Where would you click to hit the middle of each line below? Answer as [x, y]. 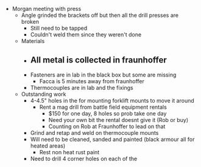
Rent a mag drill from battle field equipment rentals [103, 107]
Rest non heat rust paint [69, 152]
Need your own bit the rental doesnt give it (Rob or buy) [118, 120]
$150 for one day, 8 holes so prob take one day [108, 113]
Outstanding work [44, 94]
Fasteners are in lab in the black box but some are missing [103, 75]
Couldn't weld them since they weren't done [86, 35]
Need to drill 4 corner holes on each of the [84, 158]
